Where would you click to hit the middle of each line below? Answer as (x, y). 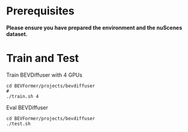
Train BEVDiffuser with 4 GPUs (44, 75)
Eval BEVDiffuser (27, 107)
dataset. (17, 34)
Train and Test (43, 58)
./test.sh (19, 124)
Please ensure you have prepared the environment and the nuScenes (94, 28)
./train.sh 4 (23, 96)
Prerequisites (41, 11)
